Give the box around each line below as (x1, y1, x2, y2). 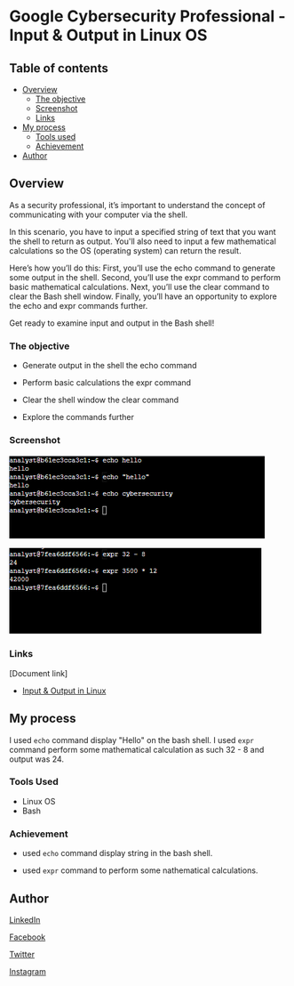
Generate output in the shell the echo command (21, 360, 197, 371)
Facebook (9, 932, 46, 942)
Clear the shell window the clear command (21, 394, 179, 406)
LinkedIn (9, 914, 41, 925)
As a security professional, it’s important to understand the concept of (9, 199, 266, 210)
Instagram (9, 966, 46, 976)
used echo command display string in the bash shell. (21, 848, 213, 859)
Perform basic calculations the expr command (21, 377, 192, 388)
